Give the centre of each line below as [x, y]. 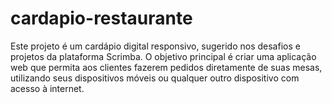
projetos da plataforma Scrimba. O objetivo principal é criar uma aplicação [163, 56]
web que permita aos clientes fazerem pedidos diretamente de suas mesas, [166, 67]
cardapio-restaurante [101, 18]
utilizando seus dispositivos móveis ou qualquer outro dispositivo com [155, 78]
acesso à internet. [47, 88]
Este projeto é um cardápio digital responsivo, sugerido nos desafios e [155, 46]
